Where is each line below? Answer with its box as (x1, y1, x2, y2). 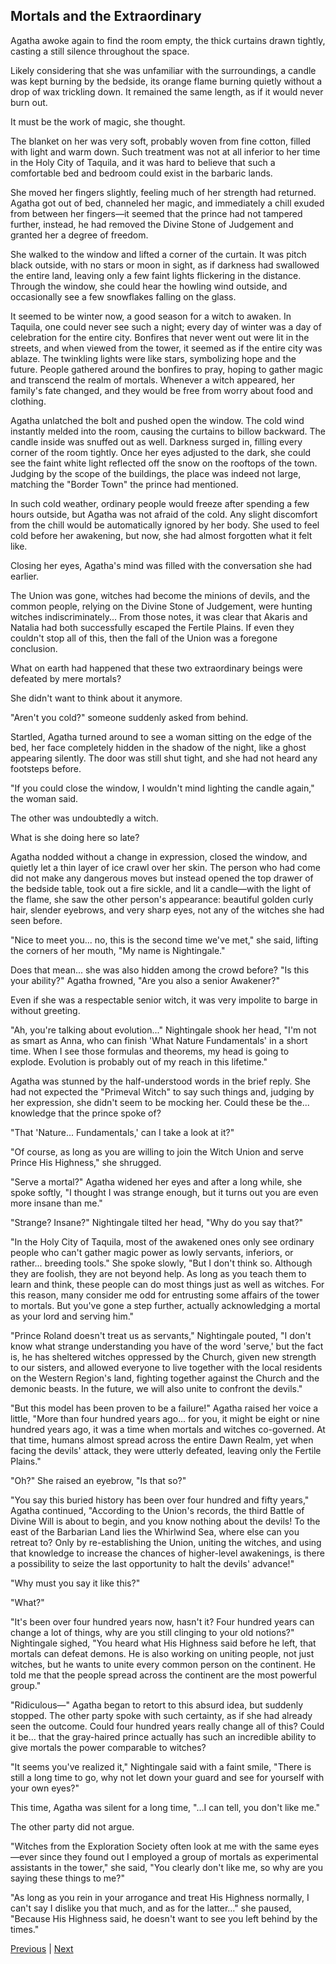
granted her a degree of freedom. (10, 229, 149, 241)
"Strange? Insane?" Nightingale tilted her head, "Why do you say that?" (10, 1216, 304, 1228)
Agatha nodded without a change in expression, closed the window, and (10, 850, 308, 863)
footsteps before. (10, 762, 82, 774)
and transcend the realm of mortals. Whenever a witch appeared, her (10, 374, 295, 386)
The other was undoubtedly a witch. (10, 812, 159, 824)
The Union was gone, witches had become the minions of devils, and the (10, 589, 311, 601)
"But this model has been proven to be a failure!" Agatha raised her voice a (10, 1402, 319, 1414)
